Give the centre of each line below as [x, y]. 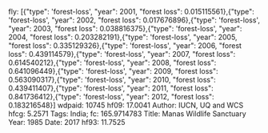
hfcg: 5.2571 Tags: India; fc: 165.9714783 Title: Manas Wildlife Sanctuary [127, 114]
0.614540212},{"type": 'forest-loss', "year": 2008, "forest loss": [112, 62]
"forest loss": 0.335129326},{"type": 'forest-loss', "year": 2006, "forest [125, 46]
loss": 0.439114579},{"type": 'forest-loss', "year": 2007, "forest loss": [122, 54]
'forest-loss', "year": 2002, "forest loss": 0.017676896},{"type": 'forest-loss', [134, 20]
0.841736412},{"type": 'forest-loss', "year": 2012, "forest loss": [111, 97]
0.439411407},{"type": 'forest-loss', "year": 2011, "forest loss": [111, 88]
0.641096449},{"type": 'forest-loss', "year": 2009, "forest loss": [113, 71]
